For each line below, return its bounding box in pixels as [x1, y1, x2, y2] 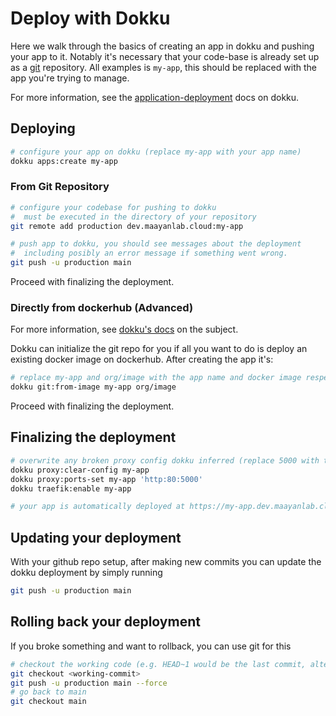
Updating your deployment [10, 529, 182, 546]
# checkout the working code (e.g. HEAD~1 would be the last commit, [10, 659, 307, 669]
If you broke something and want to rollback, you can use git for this [10, 640, 292, 652]
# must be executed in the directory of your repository [10, 212, 257, 222]
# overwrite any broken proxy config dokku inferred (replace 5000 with [10, 455, 320, 466]
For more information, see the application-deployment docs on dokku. [10, 91, 300, 103]
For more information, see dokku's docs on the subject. [10, 323, 239, 336]
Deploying [10, 120, 76, 137]
